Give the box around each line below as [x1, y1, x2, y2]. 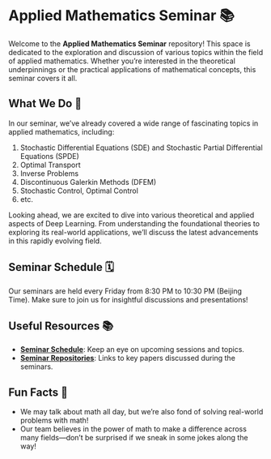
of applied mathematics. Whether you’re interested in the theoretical [8, 56, 236, 66]
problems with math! [19, 415, 89, 426]
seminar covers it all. [8, 73, 78, 83]
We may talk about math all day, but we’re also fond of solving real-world [19, 407, 264, 417]
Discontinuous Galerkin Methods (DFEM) [19, 177, 157, 187]
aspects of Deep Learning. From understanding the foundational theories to [8, 218, 260, 228]
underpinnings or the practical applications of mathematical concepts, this [8, 64, 256, 74]
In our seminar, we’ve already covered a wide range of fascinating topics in [8, 118, 259, 128]
